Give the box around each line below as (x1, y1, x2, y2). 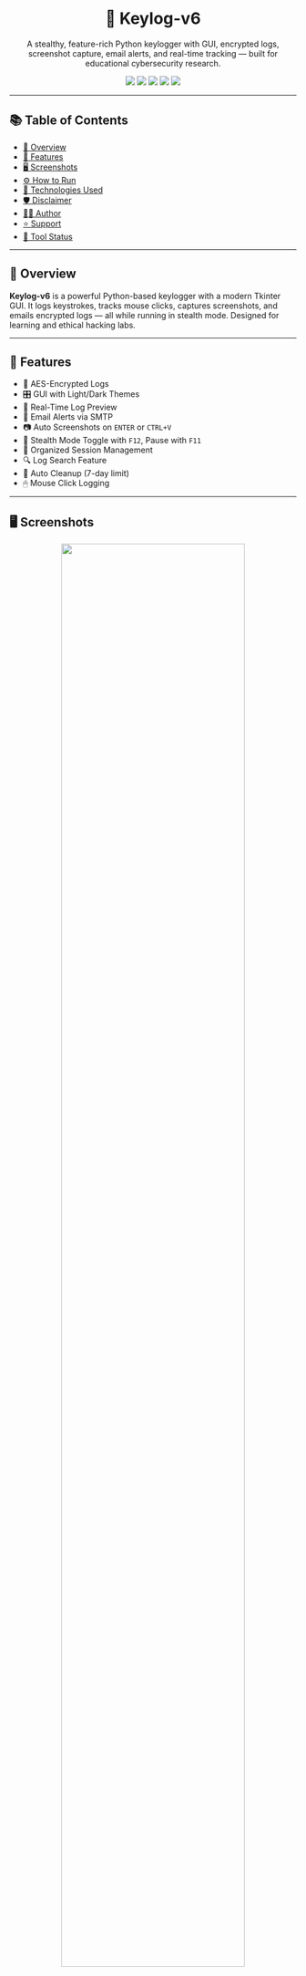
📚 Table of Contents (9, 113, 129, 129)
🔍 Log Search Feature (22, 455, 107, 466)
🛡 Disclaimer (22, 194, 72, 205)
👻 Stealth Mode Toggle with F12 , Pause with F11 (22, 435, 202, 446)
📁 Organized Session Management (22, 444, 153, 455)
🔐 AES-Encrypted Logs (22, 379, 109, 390)
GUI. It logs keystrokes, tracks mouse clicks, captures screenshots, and (9, 300, 278, 311)
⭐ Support (22, 218, 62, 229)
